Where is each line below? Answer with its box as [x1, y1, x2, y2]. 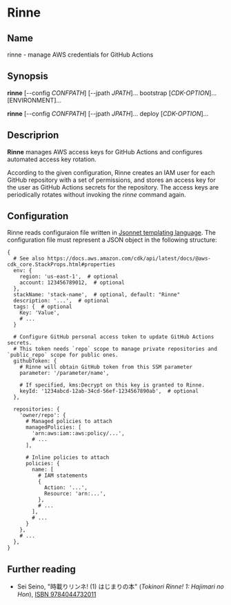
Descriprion [7, 130, 59, 141]
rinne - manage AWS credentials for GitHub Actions [7, 50, 154, 59]
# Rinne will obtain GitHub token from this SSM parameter [19, 364, 193, 371]
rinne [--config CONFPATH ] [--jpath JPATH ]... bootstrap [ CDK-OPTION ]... [7, 88, 217, 97]
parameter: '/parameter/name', [19, 370, 110, 377]
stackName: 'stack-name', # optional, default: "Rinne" [13, 291, 181, 298]
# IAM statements [37, 472, 88, 480]
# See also [13, 255, 45, 263]
